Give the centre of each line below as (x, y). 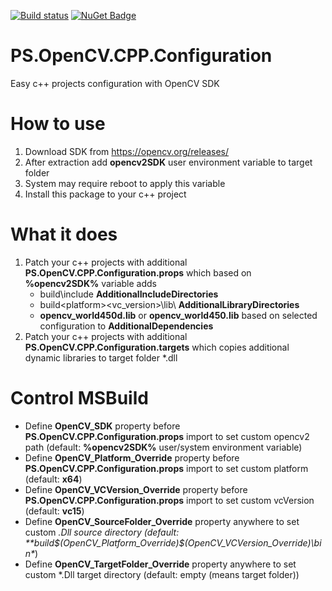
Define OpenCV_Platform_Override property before (132, 457)
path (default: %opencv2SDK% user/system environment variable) (163, 447)
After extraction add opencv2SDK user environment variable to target (168, 162)
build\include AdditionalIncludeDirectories (129, 294)
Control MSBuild (79, 398)
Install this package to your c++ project (105, 194)
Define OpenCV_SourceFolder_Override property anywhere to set (162, 521)
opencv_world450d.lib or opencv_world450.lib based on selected (178, 315)
